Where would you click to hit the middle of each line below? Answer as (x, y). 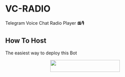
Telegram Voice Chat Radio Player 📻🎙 (45, 23)
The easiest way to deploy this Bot (41, 53)
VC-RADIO (28, 9)
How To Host (26, 41)
